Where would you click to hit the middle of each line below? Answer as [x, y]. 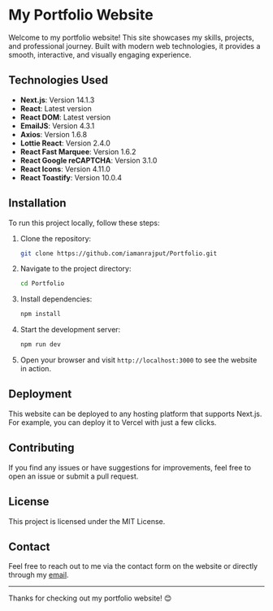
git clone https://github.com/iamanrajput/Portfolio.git [119, 253]
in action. [35, 369]
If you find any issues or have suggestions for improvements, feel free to [130, 467]
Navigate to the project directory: [76, 269]
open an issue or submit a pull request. [74, 476]
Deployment [40, 394]
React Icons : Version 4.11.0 [65, 169]
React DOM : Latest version [65, 117]
